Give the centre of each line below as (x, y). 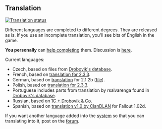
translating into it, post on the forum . (42, 121)
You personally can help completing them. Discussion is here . (69, 50)
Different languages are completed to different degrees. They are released (81, 30)
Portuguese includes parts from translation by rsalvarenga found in (81, 90)
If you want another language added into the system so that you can (75, 116)
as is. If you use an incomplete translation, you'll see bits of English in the (80, 35)
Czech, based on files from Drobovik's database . (62, 69)
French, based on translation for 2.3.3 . (51, 74)
